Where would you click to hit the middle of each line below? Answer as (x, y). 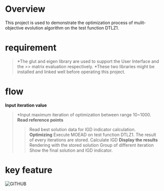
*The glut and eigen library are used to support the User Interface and (88, 61)
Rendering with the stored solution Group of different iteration (92, 145)
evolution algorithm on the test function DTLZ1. (72, 27)
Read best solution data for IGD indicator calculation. (82, 129)
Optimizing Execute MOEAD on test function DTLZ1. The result (93, 135)
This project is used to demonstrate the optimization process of (69, 23)
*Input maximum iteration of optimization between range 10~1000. (84, 114)
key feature (29, 170)
